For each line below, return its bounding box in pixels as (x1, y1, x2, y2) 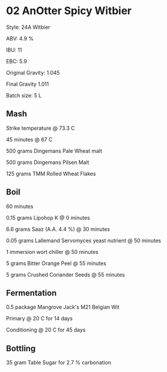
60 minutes (6, 203, 34, 210)
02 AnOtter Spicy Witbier (6, 4, 132, 18)
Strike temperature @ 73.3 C (6, 125, 75, 132)
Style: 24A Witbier (6, 24, 51, 31)
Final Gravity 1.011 (6, 81, 49, 88)
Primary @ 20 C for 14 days (6, 315, 73, 322)
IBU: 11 (6, 46, 22, 53)
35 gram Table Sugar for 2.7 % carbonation (6, 359, 112, 366)
